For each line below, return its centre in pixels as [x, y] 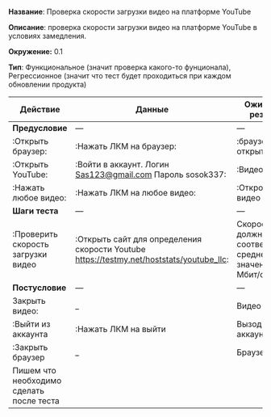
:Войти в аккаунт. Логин [122, 164]
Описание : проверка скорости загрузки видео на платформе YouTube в [133, 27]
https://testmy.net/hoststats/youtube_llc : [152, 259]
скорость [31, 244]
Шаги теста [35, 211]
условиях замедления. [48, 36]
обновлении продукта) [48, 84]
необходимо [37, 381]
